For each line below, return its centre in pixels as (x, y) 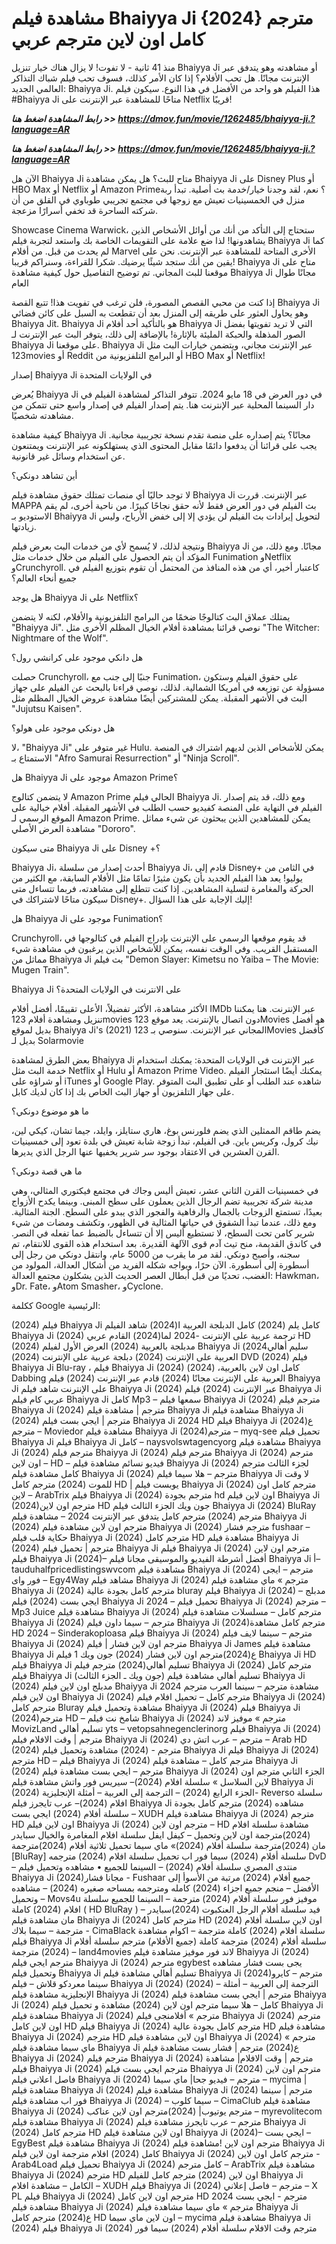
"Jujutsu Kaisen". (47, 708)
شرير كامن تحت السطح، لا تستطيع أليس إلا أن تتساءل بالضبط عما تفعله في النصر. (163, 1233)
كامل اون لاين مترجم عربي (108, 39)
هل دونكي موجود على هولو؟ (63, 728)
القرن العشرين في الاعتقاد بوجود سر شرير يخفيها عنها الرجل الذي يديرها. (145, 1151)
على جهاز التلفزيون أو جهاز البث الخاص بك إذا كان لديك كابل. (123, 1091)
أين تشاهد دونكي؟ (44, 475)
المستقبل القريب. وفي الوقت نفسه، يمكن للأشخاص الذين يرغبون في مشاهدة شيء (164, 948)
